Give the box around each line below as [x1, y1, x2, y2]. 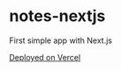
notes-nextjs [9, 6, 106, 26]
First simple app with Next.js [9, 35, 113, 46]
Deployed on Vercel [9, 52, 81, 62]
